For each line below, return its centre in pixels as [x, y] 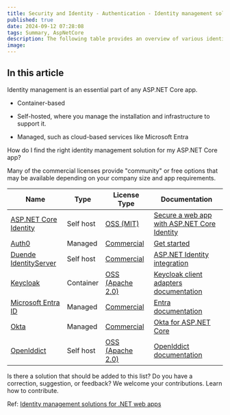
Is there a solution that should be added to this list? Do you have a [100, 376]
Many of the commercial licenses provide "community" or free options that [112, 170]
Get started [172, 243]
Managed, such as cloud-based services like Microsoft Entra [103, 137]
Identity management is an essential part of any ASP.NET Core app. [102, 89]
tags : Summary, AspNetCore [46, 33]
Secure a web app [183, 215]
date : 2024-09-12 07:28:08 [46, 26]
